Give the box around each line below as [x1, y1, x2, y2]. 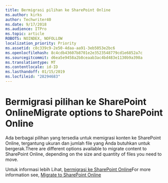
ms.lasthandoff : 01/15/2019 [5, 70, 65, 75]
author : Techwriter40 [5, 17, 52, 22]
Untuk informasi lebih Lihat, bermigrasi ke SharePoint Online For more [5, 166, 151, 172]
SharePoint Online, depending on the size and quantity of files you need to [5, 151, 162, 157]
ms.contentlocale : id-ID [5, 64, 58, 70]
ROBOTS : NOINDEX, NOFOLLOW [5, 36, 63, 41]
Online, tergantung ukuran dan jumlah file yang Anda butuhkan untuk [5, 140, 151, 146]
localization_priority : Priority [5, 41, 77, 46]
